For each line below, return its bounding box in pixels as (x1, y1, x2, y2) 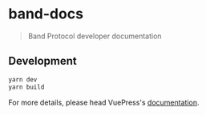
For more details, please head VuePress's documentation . (8, 97, 200, 107)
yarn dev (8, 75, 38, 84)
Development (8, 54, 78, 68)
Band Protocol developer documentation (27, 31, 162, 41)
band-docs (8, 5, 84, 23)
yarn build (8, 83, 45, 91)
